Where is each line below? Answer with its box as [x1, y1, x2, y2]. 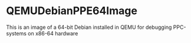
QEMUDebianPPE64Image [6, 4, 137, 18]
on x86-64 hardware [27, 29, 78, 37]
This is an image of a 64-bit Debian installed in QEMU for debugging [6, 24, 172, 31]
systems [6, 29, 27, 37]
